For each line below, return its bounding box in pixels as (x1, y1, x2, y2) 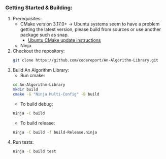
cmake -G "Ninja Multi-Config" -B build (12, 91, 99, 97)
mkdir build (12, 87, 38, 92)
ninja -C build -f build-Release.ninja (12, 130, 97, 135)
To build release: (20, 120, 55, 126)
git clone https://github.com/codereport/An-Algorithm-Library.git (12, 58, 158, 63)
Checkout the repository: (12, 48, 65, 54)
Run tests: (12, 139, 34, 145)
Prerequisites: (12, 16, 42, 22)
